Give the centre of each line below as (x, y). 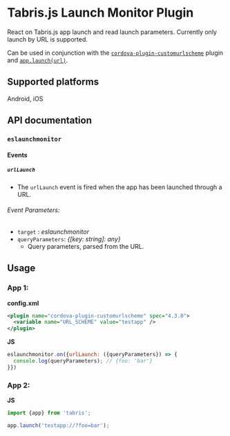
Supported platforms (53, 82)
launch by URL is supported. (48, 39)
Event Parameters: (33, 210)
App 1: (18, 288)
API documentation (49, 120)
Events (17, 155)
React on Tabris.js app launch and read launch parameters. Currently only (112, 32)
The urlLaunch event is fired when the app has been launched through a (119, 187)
